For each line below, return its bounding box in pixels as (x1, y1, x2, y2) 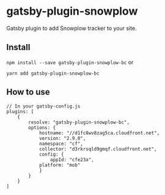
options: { (28, 124, 56, 131)
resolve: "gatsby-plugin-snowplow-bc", (28, 119, 130, 125)
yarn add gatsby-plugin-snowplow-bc (6, 70, 100, 76)
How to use (6, 87, 50, 97)
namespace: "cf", (38, 141, 84, 147)
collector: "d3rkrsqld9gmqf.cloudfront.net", (38, 145, 157, 152)
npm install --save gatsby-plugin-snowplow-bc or (6, 58, 134, 65)
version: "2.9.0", (38, 135, 86, 141)
